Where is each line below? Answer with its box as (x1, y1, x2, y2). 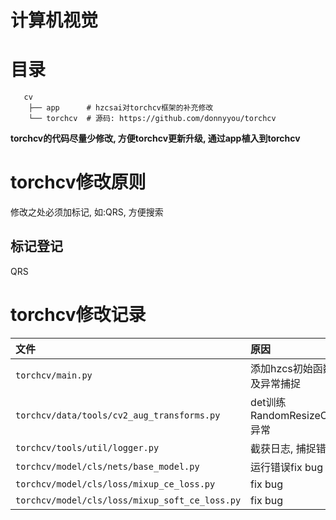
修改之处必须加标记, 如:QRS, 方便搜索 (10, 206, 164, 218)
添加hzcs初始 (250, 361, 313, 375)
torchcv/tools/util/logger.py (15, 442, 160, 453)
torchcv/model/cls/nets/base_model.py (15, 461, 200, 472)
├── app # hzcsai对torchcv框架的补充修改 (28, 103, 214, 113)
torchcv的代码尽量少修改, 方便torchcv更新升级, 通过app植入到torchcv (10, 132, 301, 145)
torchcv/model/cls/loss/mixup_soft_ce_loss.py (15, 494, 242, 506)
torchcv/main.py (15, 369, 93, 381)
